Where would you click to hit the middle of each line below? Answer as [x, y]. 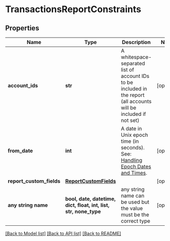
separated [133, 63]
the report [133, 95]
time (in [130, 141]
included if [133, 114]
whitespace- [136, 57]
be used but [135, 202]
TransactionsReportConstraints [73, 9]
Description [136, 42]
